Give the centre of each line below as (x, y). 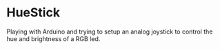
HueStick (33, 13)
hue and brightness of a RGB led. (53, 38)
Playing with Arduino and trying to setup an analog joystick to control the (110, 32)
